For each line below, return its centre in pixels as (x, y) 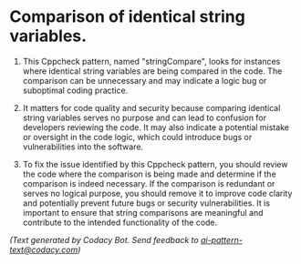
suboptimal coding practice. (75, 90)
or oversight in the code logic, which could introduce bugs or (137, 137)
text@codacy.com (44, 249)
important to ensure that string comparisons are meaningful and (143, 212)
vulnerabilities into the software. (83, 147)
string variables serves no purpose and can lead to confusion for (145, 117)
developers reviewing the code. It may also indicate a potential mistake (156, 127)
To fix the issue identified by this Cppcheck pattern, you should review (155, 164)
